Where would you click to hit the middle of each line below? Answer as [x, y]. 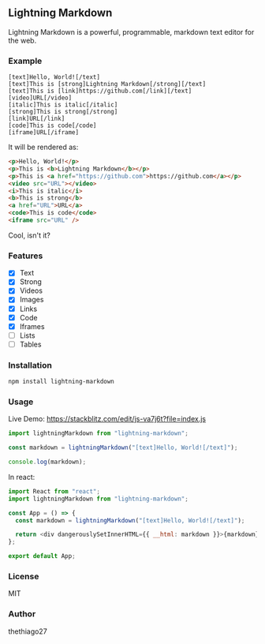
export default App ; [42, 556]
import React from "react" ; [54, 491]
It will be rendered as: [43, 147]
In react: [22, 477]
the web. [22, 40]
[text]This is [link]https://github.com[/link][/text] [100, 91]
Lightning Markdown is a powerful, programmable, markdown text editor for [131, 32]
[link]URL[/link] [37, 119]
